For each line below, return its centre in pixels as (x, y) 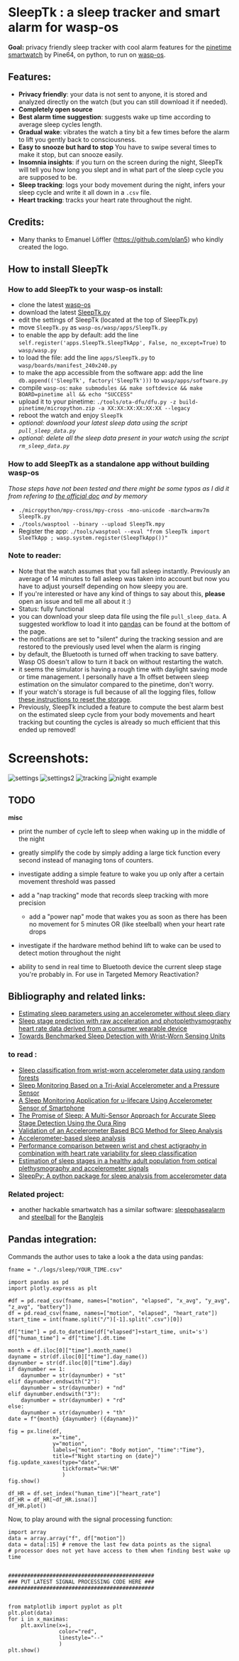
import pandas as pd (39, 1282)
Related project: (36, 1194)
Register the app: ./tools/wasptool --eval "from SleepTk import (114, 531)
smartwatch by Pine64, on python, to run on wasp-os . (87, 55)
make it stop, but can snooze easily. (71, 154)
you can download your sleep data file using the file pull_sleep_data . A (122, 616)
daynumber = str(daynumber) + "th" (73, 1412)
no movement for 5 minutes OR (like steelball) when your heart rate (127, 924)
